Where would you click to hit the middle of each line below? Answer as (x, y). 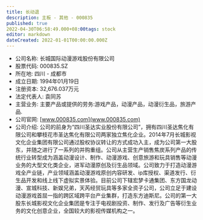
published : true (27, 23)
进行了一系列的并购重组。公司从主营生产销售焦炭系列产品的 (117, 150)
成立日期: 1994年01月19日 (47, 81)
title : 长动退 (23, 12)
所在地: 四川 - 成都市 (41, 73)
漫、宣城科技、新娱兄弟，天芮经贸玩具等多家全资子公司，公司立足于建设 (106, 188)
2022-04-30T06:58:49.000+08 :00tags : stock (61, 29)
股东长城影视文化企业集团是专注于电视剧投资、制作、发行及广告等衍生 (103, 203)
